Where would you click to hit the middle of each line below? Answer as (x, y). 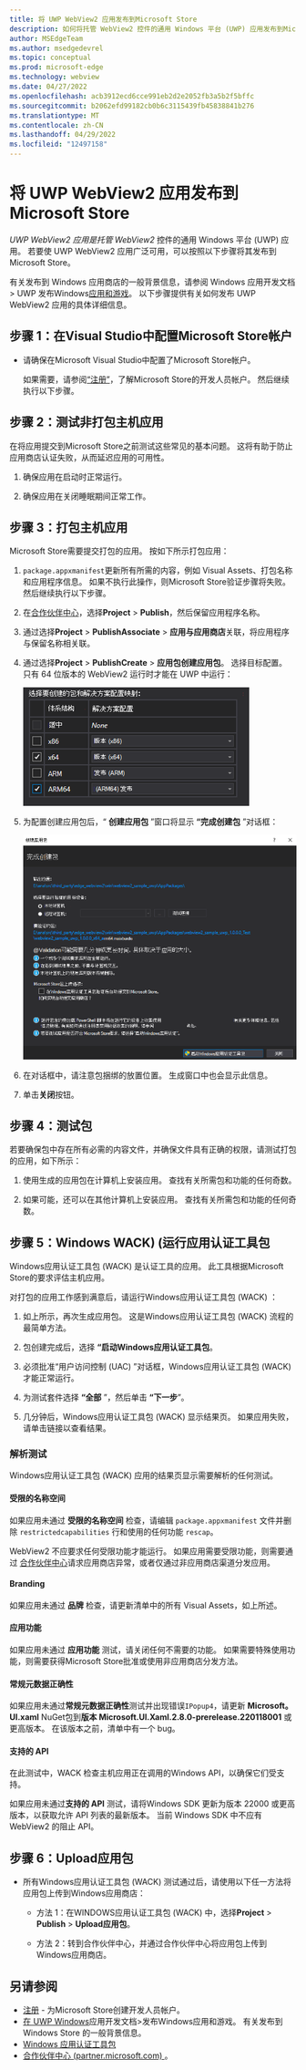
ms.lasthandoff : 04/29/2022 (63, 135)
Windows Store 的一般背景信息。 (84, 2033)
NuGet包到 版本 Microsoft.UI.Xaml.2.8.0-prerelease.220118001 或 (166, 1717)
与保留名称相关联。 (59, 644)
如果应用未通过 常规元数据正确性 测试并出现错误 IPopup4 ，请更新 (127, 1706)
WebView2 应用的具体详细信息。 (71, 305)
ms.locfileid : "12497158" (58, 145)
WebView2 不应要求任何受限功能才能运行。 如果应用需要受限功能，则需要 (147, 1551)
